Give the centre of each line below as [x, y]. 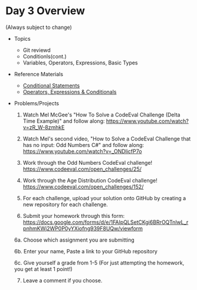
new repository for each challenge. [65, 204]
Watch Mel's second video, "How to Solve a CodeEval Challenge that [107, 139]
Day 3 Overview [45, 11]
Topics [22, 38]
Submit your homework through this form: [74, 216]
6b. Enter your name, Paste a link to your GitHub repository [86, 251]
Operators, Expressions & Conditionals [70, 92]
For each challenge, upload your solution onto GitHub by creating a [104, 198]
